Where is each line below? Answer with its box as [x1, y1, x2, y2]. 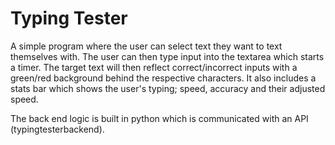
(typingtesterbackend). [10, 123, 105, 135]
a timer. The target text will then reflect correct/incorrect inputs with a [10, 61, 298, 73]
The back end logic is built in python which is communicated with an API [10, 112, 309, 124]
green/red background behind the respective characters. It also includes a [10, 72, 317, 84]
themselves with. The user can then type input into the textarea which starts [10, 50, 325, 62]
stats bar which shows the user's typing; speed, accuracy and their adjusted [10, 82, 326, 94]
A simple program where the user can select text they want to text [10, 40, 283, 52]
